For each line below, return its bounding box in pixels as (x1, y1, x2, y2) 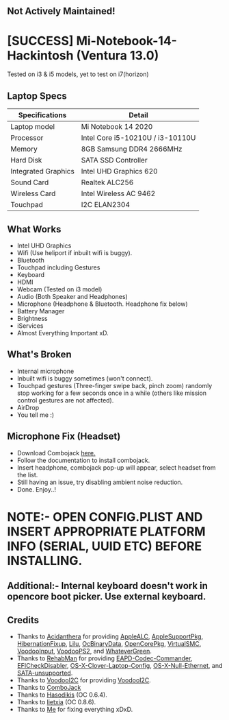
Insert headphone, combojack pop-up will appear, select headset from (16, 463, 216, 472)
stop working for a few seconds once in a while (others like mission (16, 389, 207, 397)
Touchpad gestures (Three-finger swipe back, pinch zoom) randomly (16, 381, 213, 389)
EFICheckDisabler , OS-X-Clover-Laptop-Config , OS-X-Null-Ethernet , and (16, 661, 223, 669)
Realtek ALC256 (81, 178, 134, 187)
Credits (7, 614, 40, 626)
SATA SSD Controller (81, 156, 148, 165)
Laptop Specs (7, 90, 67, 101)
